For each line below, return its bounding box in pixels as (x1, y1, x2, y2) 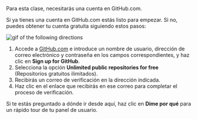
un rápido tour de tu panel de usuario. (6, 107, 98, 113)
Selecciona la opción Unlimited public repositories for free (14, 64, 159, 71)
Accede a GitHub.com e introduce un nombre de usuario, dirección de (14, 45, 185, 52)
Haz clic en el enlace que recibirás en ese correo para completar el (14, 83, 178, 90)
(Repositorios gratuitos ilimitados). (14, 70, 98, 77)
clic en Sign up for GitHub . (14, 58, 80, 64)
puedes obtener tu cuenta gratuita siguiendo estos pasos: (6, 23, 146, 29)
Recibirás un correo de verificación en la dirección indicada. (14, 76, 161, 83)
